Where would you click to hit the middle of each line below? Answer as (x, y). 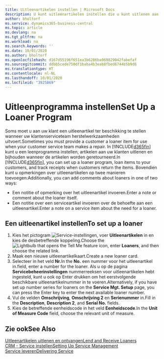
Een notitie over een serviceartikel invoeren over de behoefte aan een (82, 203)
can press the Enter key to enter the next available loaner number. (79, 293)
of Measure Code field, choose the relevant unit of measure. (73, 313)
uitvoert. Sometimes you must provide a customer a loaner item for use (76, 141)
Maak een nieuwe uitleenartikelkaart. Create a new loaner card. (75, 256)
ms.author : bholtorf (26, 55)
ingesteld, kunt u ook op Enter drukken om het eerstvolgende (74, 277)
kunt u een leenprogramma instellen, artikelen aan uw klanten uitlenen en (79, 152)
